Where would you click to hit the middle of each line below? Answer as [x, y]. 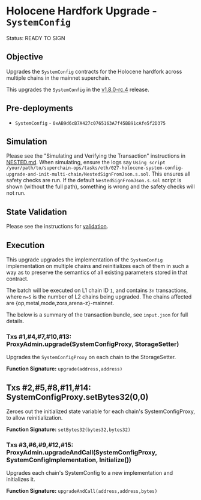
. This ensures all [169, 174]
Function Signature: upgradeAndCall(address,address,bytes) [82, 491]
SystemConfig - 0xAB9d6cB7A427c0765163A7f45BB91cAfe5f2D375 [90, 123]
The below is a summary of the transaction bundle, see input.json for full [97, 315]
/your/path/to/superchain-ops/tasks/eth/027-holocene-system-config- [95, 168]
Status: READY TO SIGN [36, 38]
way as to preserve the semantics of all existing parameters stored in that [97, 272]
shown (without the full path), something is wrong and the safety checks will [100, 186]
